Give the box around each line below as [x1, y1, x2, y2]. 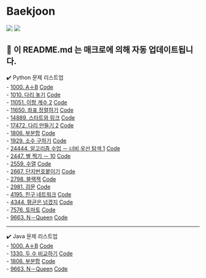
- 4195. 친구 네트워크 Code [6, 190, 72, 198]
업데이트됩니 [148, 45, 193, 55]
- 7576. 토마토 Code [6, 206, 56, 213]
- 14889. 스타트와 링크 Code [6, 114, 75, 121]
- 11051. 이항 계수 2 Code [6, 98, 67, 106]
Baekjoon [6, 4, 56, 18]
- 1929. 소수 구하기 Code [6, 137, 67, 144]
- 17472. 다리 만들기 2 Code [6, 122, 74, 129]
